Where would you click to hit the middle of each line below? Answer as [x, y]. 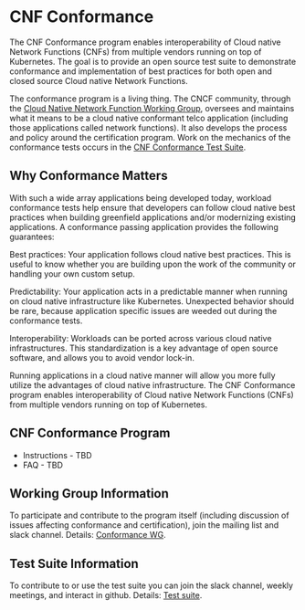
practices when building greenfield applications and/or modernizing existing [153, 217]
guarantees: [32, 237]
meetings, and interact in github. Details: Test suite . [106, 595]
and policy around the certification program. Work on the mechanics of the [150, 137]
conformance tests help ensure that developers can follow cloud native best [152, 207]
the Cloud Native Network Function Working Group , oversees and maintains [152, 108]
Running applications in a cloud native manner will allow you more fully [142, 375]
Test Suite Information [74, 563]
